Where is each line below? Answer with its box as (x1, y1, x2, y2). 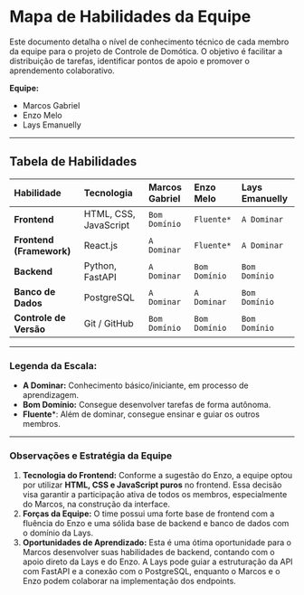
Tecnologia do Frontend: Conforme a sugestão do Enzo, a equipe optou (22, 470, 293, 481)
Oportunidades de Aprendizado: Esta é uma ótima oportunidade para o (22, 537, 292, 548)
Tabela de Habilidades (9, 154, 138, 169)
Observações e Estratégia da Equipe (9, 449, 173, 462)
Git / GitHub (83, 316, 134, 329)
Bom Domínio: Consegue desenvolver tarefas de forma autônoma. (22, 400, 271, 411)
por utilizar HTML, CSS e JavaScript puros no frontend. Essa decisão (22, 479, 282, 490)
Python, (83, 260, 118, 272)
